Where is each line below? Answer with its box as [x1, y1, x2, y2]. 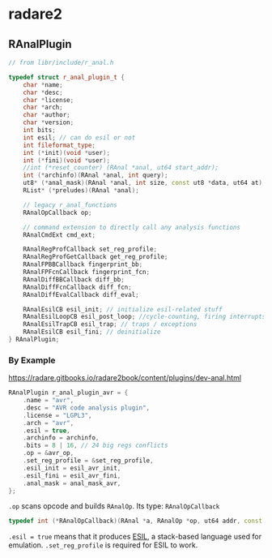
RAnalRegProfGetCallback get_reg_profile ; [23, 253, 168, 261]
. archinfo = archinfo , [23, 434, 100, 442]
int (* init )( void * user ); [23, 148, 111, 157]
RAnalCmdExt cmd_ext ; [23, 230, 96, 239]
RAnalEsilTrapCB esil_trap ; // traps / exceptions [23, 320, 198, 328]
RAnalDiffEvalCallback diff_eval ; [23, 290, 139, 298]
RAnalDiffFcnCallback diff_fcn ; [23, 283, 132, 291]
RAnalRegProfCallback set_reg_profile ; [23, 245, 158, 254]
